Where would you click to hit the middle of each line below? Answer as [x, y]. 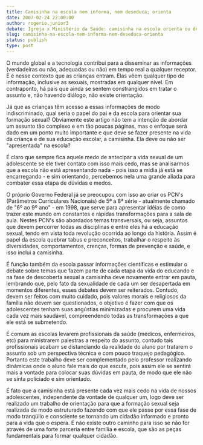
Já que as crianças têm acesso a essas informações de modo [83, 107]
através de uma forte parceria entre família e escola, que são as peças [94, 429]
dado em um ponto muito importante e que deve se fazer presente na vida [99, 132]
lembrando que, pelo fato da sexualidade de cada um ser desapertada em [98, 283]
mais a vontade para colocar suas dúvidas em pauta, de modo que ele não [99, 372]
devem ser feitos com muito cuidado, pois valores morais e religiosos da [96, 296]
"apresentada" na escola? [38, 145]
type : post [20, 46]
